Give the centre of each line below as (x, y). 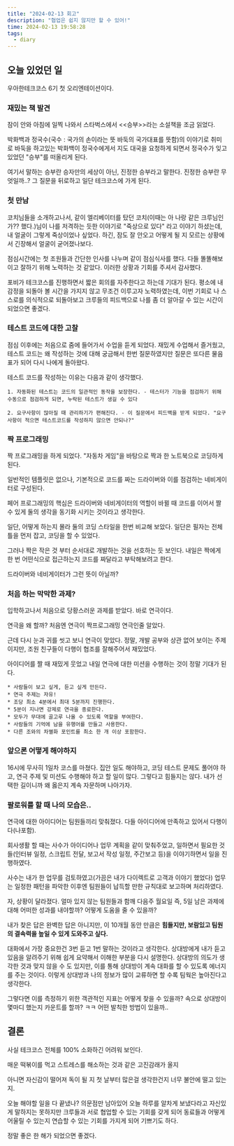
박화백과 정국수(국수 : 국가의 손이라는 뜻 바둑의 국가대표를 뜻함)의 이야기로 (108, 139)
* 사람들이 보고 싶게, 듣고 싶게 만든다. (57, 688)
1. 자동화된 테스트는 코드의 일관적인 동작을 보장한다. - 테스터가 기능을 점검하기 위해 (115, 392)
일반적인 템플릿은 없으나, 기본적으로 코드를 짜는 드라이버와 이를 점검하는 (105, 479)
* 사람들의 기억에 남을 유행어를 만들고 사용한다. (68, 725)
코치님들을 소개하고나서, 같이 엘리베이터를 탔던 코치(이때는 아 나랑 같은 (103, 217)
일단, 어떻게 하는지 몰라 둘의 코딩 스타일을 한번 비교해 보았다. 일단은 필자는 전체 (115, 527)
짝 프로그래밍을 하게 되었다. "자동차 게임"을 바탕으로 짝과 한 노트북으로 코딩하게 (115, 456)
